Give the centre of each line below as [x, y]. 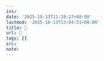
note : [12, 49]
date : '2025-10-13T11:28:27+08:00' [49, 17]
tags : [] [17, 38]
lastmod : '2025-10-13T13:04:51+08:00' [53, 22]
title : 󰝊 [17, 28]
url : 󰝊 [14, 33]
